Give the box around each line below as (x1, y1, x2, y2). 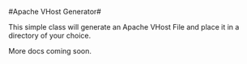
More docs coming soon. (8, 46, 92, 55)
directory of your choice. (8, 31, 92, 40)
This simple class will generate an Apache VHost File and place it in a (8, 22, 240, 31)
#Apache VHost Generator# (8, 7, 101, 16)
